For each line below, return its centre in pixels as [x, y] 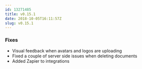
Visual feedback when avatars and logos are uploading [67, 51]
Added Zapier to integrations [41, 61]
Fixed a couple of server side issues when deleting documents [74, 56]
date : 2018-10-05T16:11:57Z [33, 18]
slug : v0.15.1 [19, 23]
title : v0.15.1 [20, 14]
